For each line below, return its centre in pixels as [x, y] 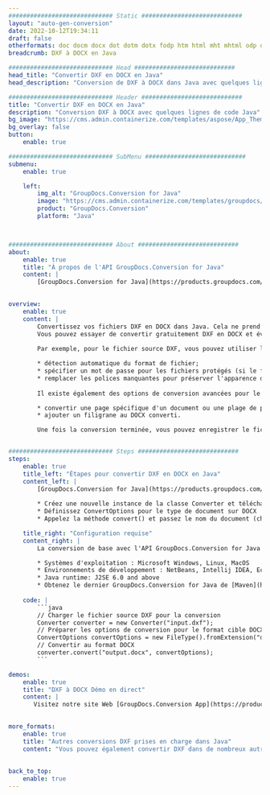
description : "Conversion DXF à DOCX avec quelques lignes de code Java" [135, 112]
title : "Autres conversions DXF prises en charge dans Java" [127, 741]
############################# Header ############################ [125, 97]
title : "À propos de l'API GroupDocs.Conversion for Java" [124, 267]
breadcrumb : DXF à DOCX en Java [62, 53]
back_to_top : [30, 772]
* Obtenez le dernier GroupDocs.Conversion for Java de [133, 585]
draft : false [30, 38]
